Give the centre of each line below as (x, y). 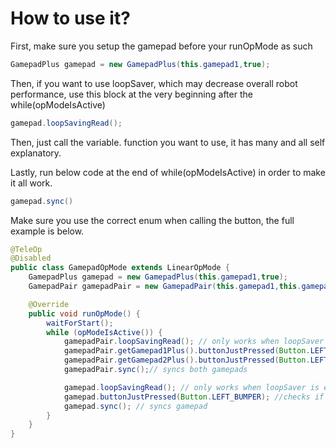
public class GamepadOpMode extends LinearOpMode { (120, 268)
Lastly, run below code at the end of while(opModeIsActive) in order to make (168, 172)
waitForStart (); (80, 323)
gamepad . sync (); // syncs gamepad (135, 406)
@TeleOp (26, 249)
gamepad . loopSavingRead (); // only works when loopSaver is (191, 387)
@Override (49, 304)
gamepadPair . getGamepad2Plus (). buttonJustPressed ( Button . (187, 360)
